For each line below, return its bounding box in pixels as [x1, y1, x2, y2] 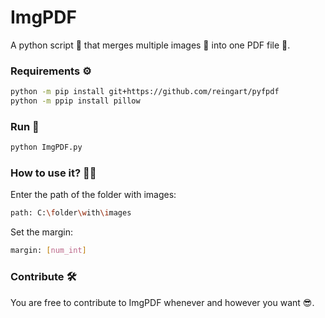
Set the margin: [10, 226, 74, 238]
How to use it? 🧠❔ [10, 166, 97, 180]
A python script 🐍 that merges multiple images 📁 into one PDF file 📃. [10, 39, 291, 51]
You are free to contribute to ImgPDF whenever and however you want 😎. [10, 296, 315, 308]
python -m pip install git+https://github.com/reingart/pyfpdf [10, 87, 280, 97]
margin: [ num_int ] [10, 246, 87, 256]
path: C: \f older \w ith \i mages [10, 208, 132, 218]
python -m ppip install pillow [10, 96, 141, 106]
